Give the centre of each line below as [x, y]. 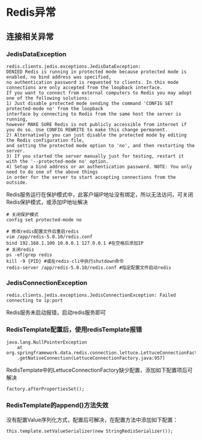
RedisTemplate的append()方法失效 [57, 406]
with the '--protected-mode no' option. [58, 161]
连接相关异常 [30, 36]
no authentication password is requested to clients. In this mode [93, 82]
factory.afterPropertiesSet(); [45, 389]
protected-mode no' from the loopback [55, 108]
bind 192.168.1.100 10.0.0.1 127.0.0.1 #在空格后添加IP [75, 243]
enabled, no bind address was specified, [59, 77]
